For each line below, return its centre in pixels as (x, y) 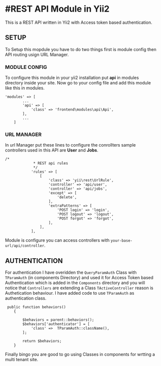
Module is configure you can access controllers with (57, 240)
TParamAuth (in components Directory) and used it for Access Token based (79, 278)
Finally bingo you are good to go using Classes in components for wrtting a (80, 354)
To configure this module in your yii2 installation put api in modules (72, 78)
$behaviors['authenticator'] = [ (56, 324)
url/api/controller (25, 246)
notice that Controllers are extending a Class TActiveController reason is (79, 288)
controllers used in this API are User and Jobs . (52, 150)
